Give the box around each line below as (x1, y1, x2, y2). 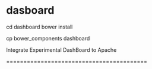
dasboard (6, 4, 55, 17)
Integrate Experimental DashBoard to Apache (6, 46, 117, 54)
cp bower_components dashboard (6, 34, 90, 42)
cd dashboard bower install (6, 23, 73, 30)
